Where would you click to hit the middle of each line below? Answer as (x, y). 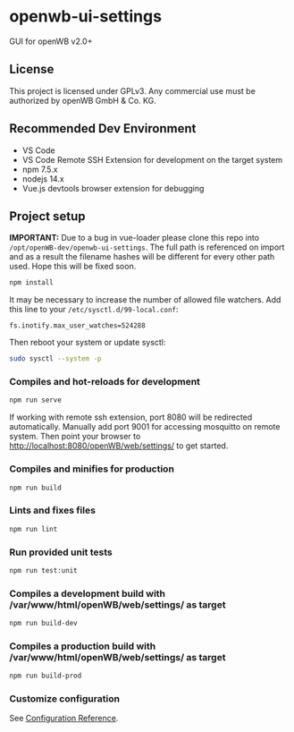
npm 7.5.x (40, 169)
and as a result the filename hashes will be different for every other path (142, 257)
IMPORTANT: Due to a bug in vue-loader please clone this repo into (134, 238)
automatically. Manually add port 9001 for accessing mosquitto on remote (145, 427)
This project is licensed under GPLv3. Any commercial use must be (133, 90)
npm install (31, 283)
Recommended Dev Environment (103, 128)
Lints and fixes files (53, 510)
